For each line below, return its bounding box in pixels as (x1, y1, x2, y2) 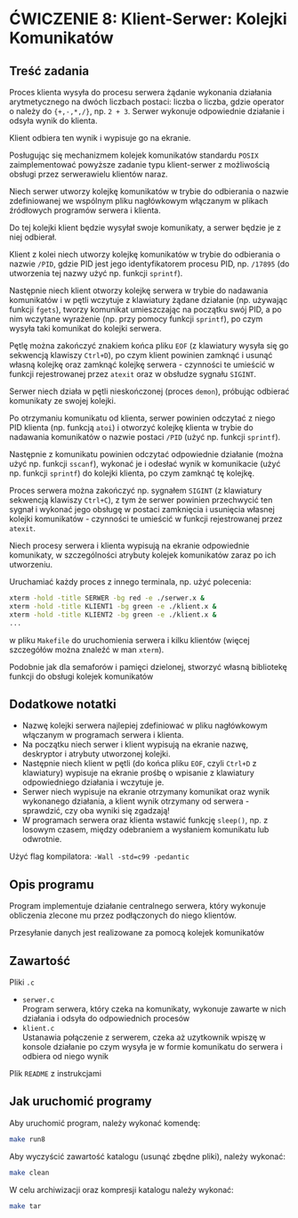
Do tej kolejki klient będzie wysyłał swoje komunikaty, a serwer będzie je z (9, 223, 282, 233)
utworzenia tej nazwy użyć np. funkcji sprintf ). (9, 268, 183, 278)
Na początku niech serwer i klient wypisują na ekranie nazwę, (21, 740, 249, 750)
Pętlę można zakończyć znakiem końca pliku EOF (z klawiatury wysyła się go (9, 340, 289, 351)
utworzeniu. (9, 560, 53, 569)
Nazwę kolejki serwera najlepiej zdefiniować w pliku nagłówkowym (21, 720, 269, 731)
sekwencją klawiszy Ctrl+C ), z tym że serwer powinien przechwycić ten (9, 495, 273, 505)
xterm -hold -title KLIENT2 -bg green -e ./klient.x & (9, 610, 217, 619)
